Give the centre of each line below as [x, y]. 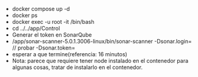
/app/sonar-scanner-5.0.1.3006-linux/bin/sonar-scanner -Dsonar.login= [102, 41]
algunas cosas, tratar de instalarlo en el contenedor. [77, 67]
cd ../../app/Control [36, 28]
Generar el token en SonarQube [52, 35]
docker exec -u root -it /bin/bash [53, 22]
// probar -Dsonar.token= [44, 48]
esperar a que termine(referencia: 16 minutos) [70, 54]
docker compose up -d [41, 9]
